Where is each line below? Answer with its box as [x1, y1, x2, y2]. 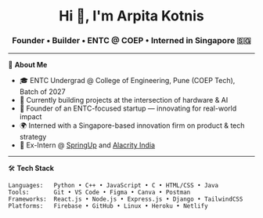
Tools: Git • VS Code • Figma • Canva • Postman [8, 188, 191, 197]
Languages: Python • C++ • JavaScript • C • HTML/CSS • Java [8, 182, 219, 190]
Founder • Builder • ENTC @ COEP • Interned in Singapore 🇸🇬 [12, 35, 251, 46]
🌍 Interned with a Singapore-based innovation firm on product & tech [19, 121, 245, 130]
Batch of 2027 [19, 87, 66, 96]
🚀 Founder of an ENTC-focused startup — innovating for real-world [19, 104, 237, 113]
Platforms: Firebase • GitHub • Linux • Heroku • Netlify [8, 202, 209, 210]
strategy [19, 133, 47, 142]
